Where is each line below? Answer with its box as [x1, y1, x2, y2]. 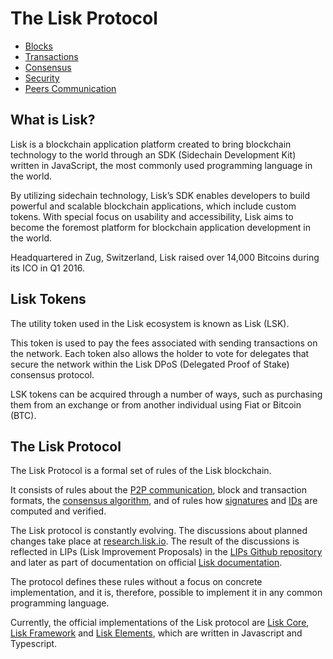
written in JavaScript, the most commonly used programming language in [10, 159, 313, 171]
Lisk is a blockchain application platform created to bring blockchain [10, 138, 292, 150]
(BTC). [10, 409, 37, 421]
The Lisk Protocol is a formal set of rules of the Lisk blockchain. [10, 465, 272, 477]
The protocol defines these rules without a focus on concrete [10, 576, 263, 588]
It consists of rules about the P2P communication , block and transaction [10, 484, 307, 496]
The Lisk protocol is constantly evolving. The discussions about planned [10, 525, 308, 537]
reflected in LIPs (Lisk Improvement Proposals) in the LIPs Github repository [10, 546, 323, 558]
